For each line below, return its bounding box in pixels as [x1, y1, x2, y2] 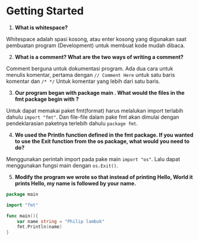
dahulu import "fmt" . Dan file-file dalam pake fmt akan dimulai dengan [6, 113, 179, 120]
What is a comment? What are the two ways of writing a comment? [14, 53, 184, 60]
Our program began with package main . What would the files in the [14, 89, 185, 96]
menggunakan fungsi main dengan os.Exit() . [6, 162, 118, 169]
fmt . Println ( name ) [17, 224, 62, 230]
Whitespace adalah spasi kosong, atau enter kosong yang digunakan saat [6, 35, 187, 42]
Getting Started [6, 4, 84, 18]
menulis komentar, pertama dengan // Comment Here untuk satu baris [6, 71, 175, 78]
